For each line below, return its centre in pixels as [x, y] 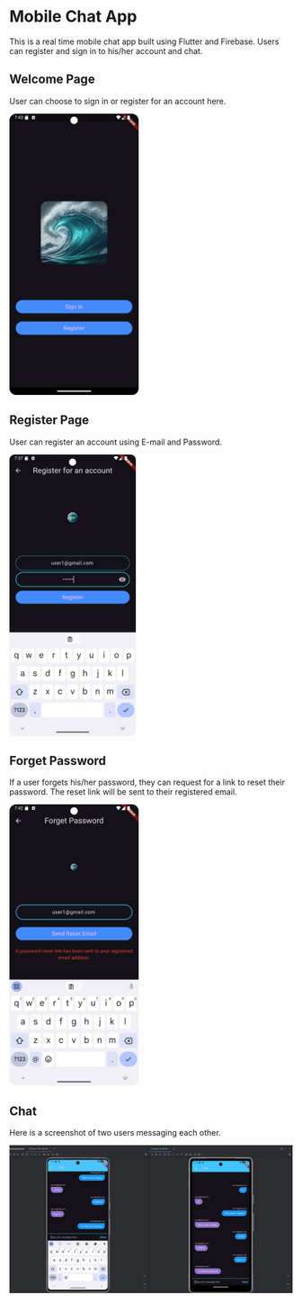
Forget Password [58, 761]
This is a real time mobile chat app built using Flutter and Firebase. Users [144, 41]
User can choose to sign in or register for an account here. [118, 101]
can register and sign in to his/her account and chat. [106, 50]
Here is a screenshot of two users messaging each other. [115, 1133]
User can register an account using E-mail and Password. [116, 442]
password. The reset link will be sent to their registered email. [123, 792]
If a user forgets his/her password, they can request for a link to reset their [147, 782]
